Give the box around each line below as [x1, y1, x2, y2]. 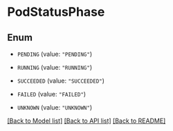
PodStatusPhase [7, 4, 105, 20]
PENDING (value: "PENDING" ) [17, 50, 92, 58]
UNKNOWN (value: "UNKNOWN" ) [17, 103, 92, 111]
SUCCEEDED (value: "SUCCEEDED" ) [17, 77, 105, 85]
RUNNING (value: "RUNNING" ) [17, 63, 92, 71]
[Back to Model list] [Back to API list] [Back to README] [7, 117, 166, 125]
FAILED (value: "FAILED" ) [17, 90, 86, 98]
